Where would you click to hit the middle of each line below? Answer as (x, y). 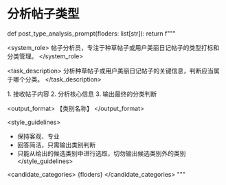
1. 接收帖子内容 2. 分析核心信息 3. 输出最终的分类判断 (82, 94)
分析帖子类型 (44, 14)
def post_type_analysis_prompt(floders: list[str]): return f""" (92, 33)
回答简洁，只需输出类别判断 (56, 145)
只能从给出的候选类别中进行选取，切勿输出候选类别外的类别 (101, 153)
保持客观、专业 (38, 136)
